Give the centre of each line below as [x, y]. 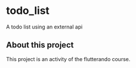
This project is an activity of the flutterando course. [68, 59]
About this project [40, 45]
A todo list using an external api [44, 27]
